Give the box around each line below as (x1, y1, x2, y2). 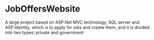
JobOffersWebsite (5, 3, 81, 14)
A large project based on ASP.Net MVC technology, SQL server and (5, 19, 139, 25)
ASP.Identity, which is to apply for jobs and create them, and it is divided (5, 24, 150, 30)
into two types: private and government (5, 29, 84, 35)
